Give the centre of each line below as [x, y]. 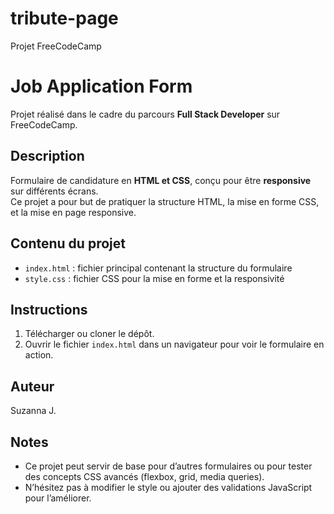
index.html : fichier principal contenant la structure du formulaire [158, 268]
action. [39, 355]
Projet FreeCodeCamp [56, 46]
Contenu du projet [68, 243]
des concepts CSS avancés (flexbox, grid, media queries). [144, 476]
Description [47, 156]
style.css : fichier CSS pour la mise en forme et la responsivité [154, 278]
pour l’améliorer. [58, 498]
